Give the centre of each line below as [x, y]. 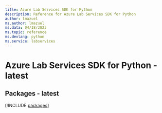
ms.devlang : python [25, 37]
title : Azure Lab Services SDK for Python [49, 9]
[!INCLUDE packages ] [27, 105]
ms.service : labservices [30, 41]
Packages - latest [32, 94]
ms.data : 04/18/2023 [26, 28]
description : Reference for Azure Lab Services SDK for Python [71, 14]
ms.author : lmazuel [25, 23]
